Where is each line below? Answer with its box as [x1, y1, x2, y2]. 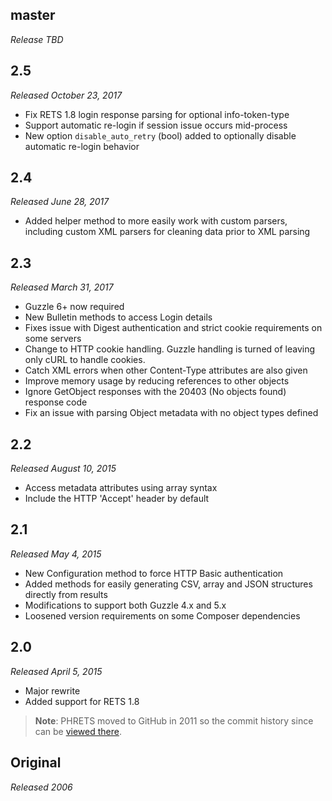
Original [10, 754, 62, 772]
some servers [24, 333, 82, 345]
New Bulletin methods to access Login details [24, 311, 213, 323]
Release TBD [10, 33, 64, 45]
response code [24, 396, 88, 408]
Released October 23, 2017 [10, 89, 123, 101]
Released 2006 [10, 781, 73, 793]
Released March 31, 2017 [10, 281, 114, 293]
